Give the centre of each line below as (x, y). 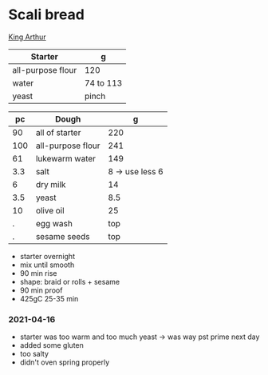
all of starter (58, 132)
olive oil (50, 210)
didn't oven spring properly (65, 362)
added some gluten (51, 345)
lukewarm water (66, 158)
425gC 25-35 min (49, 298)
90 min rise (38, 273)
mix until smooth (47, 265)
